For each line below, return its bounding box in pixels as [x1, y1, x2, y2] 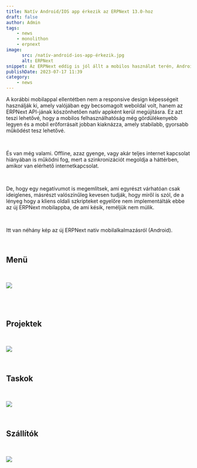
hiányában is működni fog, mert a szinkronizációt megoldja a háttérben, [6, 156, 179, 163]
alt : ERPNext [21, 58, 54, 63]
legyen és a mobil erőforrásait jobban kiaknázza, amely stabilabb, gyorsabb [6, 121, 189, 128]
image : [6, 47, 22, 53]
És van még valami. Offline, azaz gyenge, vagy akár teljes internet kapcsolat [6, 150, 191, 156]
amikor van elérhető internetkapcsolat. [6, 162, 100, 169]
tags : [6, 25, 19, 31]
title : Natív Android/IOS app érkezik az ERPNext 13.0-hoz [6, 8, 154, 15]
